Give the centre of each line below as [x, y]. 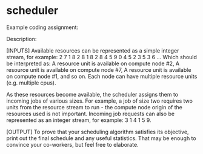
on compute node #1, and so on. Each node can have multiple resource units [102, 76]
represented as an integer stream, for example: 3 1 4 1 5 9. [79, 120]
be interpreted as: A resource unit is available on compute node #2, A [93, 63]
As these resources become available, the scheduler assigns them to [92, 94]
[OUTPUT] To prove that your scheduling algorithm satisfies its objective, [98, 132]
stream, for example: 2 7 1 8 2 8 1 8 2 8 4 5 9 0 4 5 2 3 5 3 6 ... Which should [101, 57]
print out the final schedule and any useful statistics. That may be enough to [101, 138]
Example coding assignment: [42, 27]
